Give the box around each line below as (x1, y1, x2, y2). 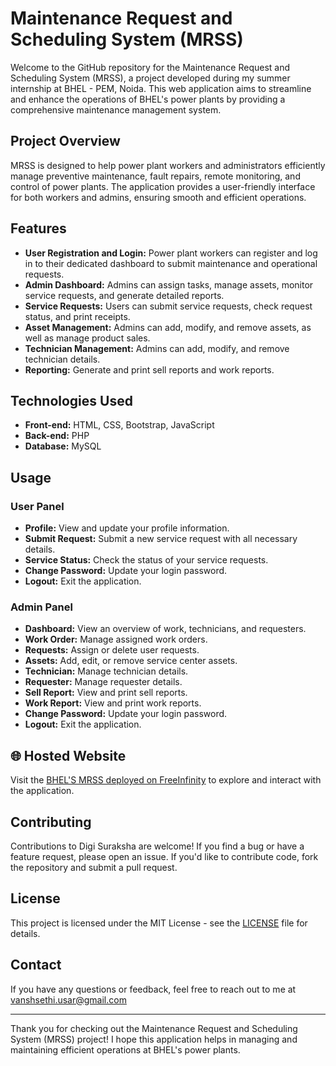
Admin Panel (10, 600, 73, 614)
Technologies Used (10, 392, 133, 409)
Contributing (10, 813, 92, 831)
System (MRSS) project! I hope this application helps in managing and (10, 1033, 298, 1045)
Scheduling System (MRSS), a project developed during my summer (10, 72, 291, 84)
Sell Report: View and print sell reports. (24, 687, 188, 699)
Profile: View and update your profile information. (24, 522, 230, 534)
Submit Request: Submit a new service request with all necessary (24, 533, 298, 545)
